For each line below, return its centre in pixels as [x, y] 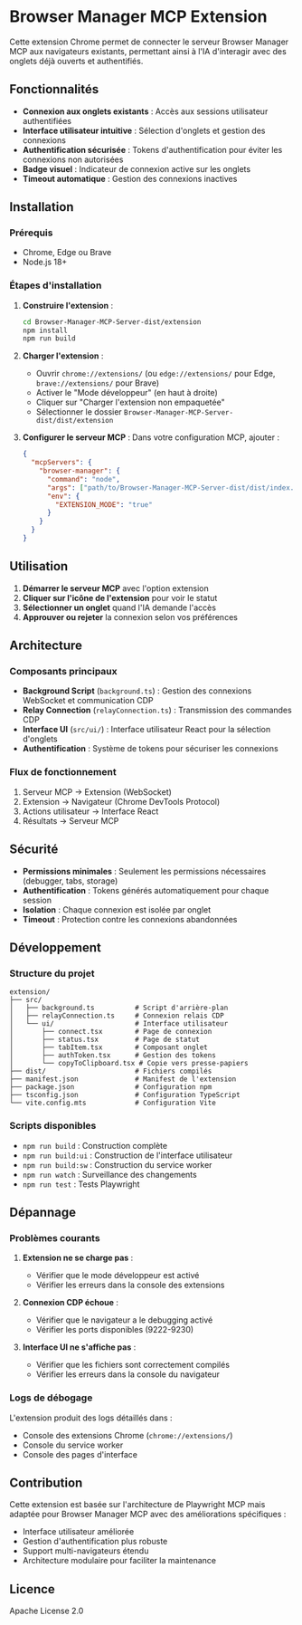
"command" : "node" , [83, 479]
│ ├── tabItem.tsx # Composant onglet [109, 1047]
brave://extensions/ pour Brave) [98, 383]
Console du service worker [73, 1445]
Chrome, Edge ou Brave [67, 253]
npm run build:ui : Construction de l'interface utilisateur [127, 1155]
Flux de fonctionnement [63, 772]
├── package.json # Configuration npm [111, 1087]
